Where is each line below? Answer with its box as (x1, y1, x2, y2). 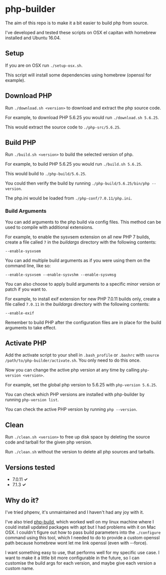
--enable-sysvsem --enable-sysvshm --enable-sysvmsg (5, 272, 116, 277)
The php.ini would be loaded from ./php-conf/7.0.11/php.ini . (5, 195, 132, 201)
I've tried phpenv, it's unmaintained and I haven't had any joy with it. (5, 509, 144, 515)
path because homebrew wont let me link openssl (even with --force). (5, 540, 148, 546)
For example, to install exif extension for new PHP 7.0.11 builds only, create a (5, 296, 160, 302)
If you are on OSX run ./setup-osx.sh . (5, 62, 83, 68)
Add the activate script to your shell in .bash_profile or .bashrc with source (5, 352, 160, 358)
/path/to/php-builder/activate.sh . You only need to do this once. (5, 357, 141, 363)
